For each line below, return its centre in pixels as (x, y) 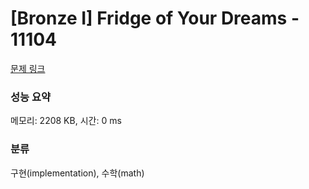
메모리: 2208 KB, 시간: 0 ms (66, 121)
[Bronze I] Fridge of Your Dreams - (155, 18)
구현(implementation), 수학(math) (77, 173)
